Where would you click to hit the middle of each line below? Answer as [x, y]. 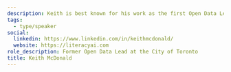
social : [18, 33]
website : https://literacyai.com [61, 45]
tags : [15, 20]
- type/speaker [35, 26]
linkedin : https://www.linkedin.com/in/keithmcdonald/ [93, 39]
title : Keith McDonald [40, 58]
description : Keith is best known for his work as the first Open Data [112, 13]
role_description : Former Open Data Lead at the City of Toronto [102, 52]
